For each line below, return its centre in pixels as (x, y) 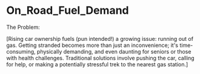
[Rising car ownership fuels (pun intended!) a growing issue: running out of (100, 39)
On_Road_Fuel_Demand (68, 11)
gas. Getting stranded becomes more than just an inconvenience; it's (92, 45)
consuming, (21, 51)
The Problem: (23, 27)
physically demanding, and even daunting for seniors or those (114, 51)
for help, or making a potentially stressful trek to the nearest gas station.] (97, 64)
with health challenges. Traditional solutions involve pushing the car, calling (101, 58)
